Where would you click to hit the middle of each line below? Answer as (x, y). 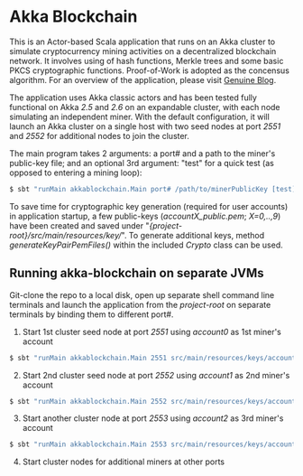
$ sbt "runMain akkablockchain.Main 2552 (88, 401)
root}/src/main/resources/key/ (65, 235)
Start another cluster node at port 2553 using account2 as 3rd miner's (153, 418)
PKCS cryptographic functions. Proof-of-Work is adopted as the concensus (150, 70)
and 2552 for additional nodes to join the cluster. (99, 135)
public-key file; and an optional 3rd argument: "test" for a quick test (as (142, 163)
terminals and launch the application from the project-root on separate (140, 304)
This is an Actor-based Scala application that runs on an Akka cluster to (142, 42)
